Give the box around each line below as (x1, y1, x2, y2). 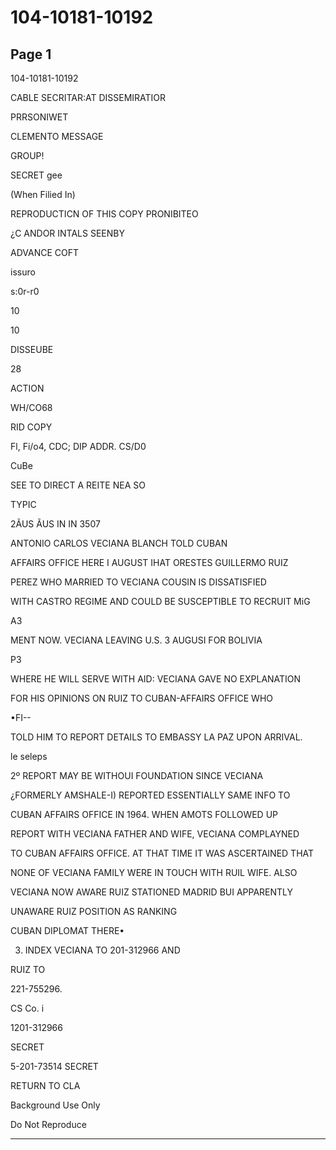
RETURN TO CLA (10, 1080, 81, 1091)
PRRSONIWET (10, 111, 69, 123)
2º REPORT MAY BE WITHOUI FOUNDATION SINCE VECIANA (10, 770, 264, 781)
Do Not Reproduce (10, 1119, 87, 1130)
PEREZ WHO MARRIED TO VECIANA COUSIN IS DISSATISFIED (10, 576, 267, 588)
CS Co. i (10, 1002, 45, 1014)
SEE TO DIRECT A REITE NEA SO (10, 479, 146, 491)
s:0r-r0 (10, 286, 40, 297)
